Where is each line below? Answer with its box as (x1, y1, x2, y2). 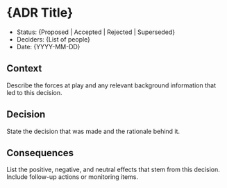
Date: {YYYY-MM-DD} (16, 42, 81, 51)
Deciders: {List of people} (16, 35, 91, 43)
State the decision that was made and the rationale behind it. (6, 127, 180, 135)
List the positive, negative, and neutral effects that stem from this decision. (6, 165, 220, 174)
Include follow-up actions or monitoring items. (6, 173, 139, 181)
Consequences (6, 147, 74, 159)
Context (6, 62, 42, 74)
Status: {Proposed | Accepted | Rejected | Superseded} (16, 28, 175, 36)
